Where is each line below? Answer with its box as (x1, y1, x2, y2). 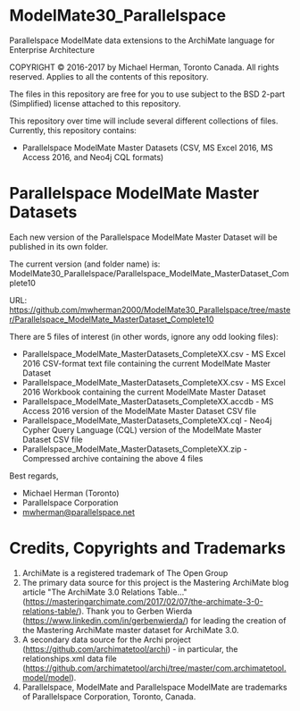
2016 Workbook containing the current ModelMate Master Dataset (21, 386, 266, 397)
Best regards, (9, 470, 59, 481)
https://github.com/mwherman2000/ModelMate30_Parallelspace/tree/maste (9, 304, 291, 315)
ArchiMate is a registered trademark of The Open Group (21, 567, 229, 578)
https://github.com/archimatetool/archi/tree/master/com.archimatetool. (25, 663, 287, 673)
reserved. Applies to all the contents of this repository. (9, 71, 209, 81)
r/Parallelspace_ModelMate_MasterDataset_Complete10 (9, 314, 214, 325)
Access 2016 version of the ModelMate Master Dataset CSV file (21, 405, 257, 416)
